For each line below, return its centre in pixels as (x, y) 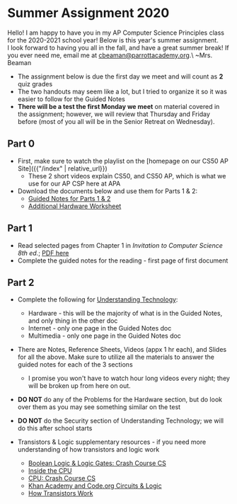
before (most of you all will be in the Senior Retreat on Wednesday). (116, 121)
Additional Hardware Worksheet (75, 206)
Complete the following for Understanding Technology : (98, 299)
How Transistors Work (60, 493)
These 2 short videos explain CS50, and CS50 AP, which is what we (127, 176)
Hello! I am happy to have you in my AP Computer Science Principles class (116, 33)
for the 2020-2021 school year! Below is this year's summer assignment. (113, 40)
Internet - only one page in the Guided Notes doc (100, 328)
